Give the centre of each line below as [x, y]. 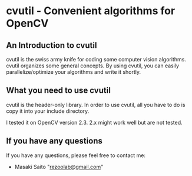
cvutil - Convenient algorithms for [91, 11]
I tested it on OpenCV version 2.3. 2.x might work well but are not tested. [94, 122]
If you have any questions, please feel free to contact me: [76, 155]
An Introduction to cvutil [52, 45]
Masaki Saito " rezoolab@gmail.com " [59, 167]
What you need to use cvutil [58, 91]
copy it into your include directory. [48, 111]
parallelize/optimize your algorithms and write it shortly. [74, 72]
